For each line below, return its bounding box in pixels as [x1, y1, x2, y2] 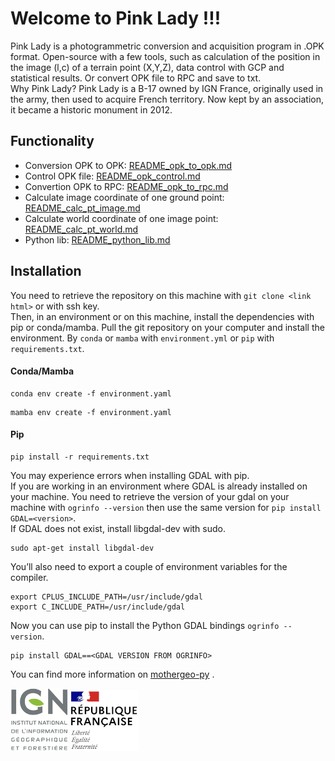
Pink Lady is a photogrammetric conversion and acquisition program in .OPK [10, 40, 325, 52]
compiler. [10, 571, 49, 583]
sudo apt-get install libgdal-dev [10, 543, 155, 553]
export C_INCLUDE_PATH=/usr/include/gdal [10, 602, 186, 612]
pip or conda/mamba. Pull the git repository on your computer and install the [10, 321, 325, 333]
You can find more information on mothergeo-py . [10, 668, 215, 680]
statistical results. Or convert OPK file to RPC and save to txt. [10, 72, 262, 84]
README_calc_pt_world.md [24, 223, 139, 235]
